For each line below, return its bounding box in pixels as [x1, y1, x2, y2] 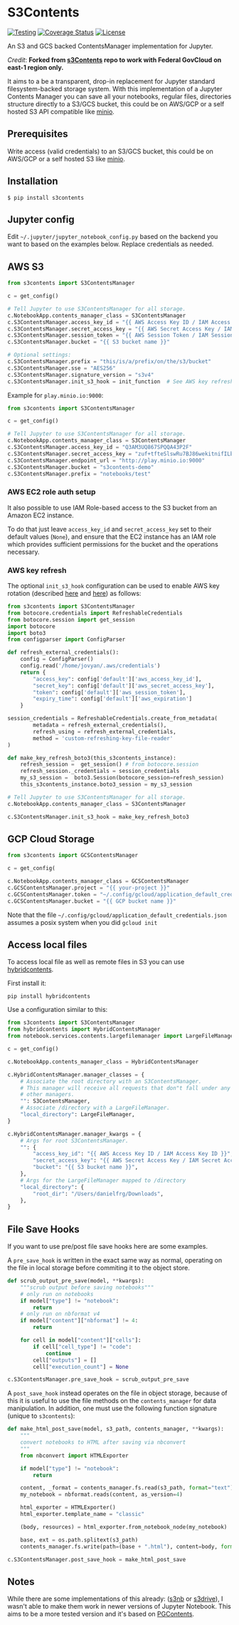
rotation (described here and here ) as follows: [7, 589, 142, 598]
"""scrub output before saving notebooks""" [20, 1284, 154, 1291]
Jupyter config [7, 213, 75, 226]
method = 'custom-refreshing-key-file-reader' [33, 734, 174, 742]
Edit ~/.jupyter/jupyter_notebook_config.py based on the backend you [7, 233, 218, 241]
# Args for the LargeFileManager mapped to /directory [20, 1177, 186, 1184]
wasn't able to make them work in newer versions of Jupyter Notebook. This [7, 1602, 231, 1611]
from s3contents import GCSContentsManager [7, 852, 139, 859]
